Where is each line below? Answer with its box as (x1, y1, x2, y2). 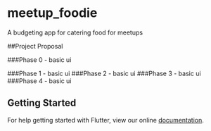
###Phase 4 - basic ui (7, 76, 72, 85)
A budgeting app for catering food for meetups (7, 28, 143, 37)
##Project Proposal (7, 42, 63, 50)
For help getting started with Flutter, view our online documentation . (7, 116, 204, 124)
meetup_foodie (7, 5, 98, 21)
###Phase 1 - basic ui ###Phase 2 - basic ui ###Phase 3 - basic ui (7, 69, 202, 77)
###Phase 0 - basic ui (7, 55, 72, 64)
